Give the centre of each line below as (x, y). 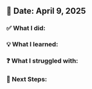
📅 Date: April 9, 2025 (46, 11)
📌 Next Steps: (27, 79)
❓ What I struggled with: (42, 61)
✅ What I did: (26, 28)
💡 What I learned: (32, 44)
